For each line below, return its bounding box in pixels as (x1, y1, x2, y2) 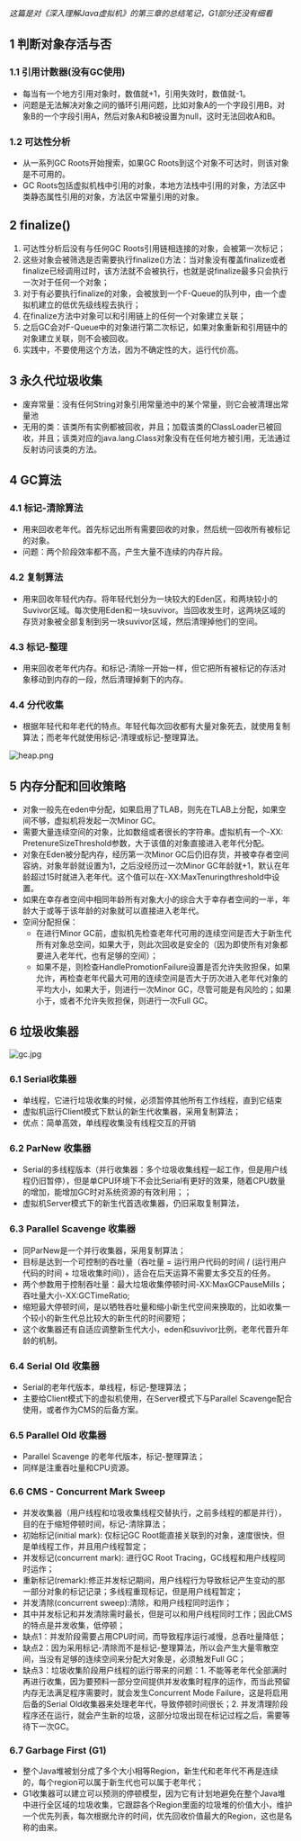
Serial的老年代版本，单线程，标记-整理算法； (22, 1382, 190, 1393)
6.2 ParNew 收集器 (9, 1142, 92, 1155)
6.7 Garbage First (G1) (9, 1744, 107, 1756)
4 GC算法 (9, 473, 62, 488)
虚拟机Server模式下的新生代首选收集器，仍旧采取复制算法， (22, 1198, 244, 1209)
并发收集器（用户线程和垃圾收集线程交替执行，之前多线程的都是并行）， (22, 1507, 287, 1518)
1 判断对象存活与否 (9, 37, 112, 52)
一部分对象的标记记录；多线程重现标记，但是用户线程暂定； (22, 1585, 243, 1596)
